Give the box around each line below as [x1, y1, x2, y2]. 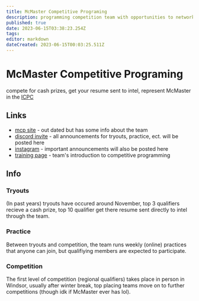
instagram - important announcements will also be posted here [14, 145, 169, 152]
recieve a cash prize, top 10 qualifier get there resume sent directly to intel [6, 206, 188, 214]
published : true [6, 20, 46, 26]
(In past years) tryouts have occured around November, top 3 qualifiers [6, 200, 180, 207]
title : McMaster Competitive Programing [6, 8, 108, 15]
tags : [6, 31, 20, 37]
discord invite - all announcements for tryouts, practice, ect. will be [14, 132, 179, 140]
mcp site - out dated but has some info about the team [14, 126, 148, 134]
